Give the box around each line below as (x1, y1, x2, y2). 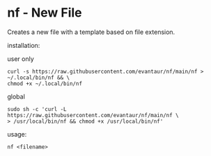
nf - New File (7, 5, 82, 21)
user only (7, 54, 35, 63)
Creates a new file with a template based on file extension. (7, 28, 175, 36)
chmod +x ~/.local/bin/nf (7, 80, 82, 87)
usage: (7, 130, 27, 138)
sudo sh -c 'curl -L (7, 105, 68, 112)
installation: (7, 41, 40, 49)
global (7, 92, 26, 101)
